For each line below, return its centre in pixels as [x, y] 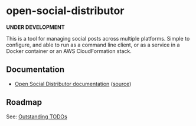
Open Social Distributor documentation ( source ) [73, 84]
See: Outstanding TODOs [37, 117]
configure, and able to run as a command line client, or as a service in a [93, 45]
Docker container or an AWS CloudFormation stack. [69, 51]
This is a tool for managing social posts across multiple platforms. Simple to [98, 38]
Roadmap [24, 102]
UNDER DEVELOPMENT [35, 27]
